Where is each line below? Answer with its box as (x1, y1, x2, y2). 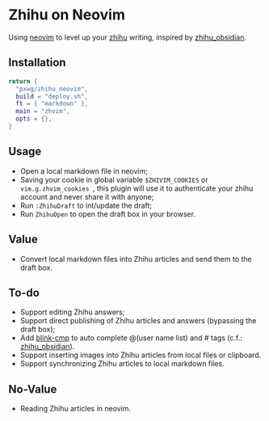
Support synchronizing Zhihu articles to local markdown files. (19, 359, 225, 368)
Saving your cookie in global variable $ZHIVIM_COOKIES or (19, 175, 208, 184)
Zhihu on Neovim (8, 6, 125, 24)
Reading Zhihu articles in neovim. (19, 404, 132, 414)
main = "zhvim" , (15, 107, 70, 116)
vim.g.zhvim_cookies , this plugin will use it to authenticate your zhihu (19, 183, 254, 193)
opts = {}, (15, 115, 53, 123)
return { (8, 77, 38, 86)
